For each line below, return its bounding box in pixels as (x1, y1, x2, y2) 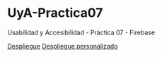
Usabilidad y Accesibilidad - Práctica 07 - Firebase (7, 28, 156, 37)
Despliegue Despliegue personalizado (7, 42, 118, 50)
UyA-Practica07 (7, 5, 103, 21)
